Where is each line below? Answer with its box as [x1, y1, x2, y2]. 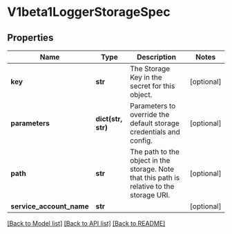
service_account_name [10, 201, 89, 211]
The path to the [130, 147, 180, 156]
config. [130, 136, 153, 145]
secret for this [130, 81, 175, 91]
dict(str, [95, 114, 123, 123]
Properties [7, 32, 54, 44]
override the [130, 110, 170, 119]
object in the [130, 156, 171, 165]
